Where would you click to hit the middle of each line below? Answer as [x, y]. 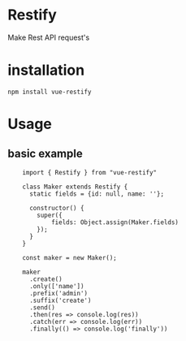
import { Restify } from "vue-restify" [90, 172]
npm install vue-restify [50, 92]
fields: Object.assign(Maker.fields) [115, 222]
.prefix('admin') [58, 293]
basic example [45, 154]
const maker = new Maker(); [69, 257]
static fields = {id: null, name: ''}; [96, 194]
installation [46, 70]
